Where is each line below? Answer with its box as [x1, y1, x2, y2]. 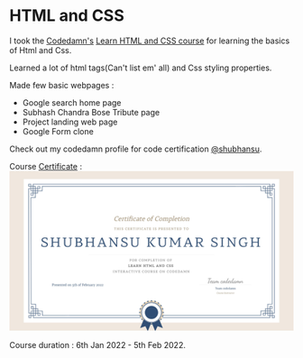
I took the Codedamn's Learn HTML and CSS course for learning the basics [9, 35, 290, 46]
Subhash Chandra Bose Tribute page [22, 106, 161, 117]
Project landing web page [22, 116, 118, 127]
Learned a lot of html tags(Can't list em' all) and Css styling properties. [9, 62, 272, 73]
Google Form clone [22, 125, 95, 136]
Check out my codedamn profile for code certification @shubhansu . [9, 143, 262, 154]
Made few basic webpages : [9, 79, 115, 90]
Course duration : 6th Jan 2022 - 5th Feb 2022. [9, 340, 187, 351]
